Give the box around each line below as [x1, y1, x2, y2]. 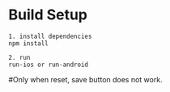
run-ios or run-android [8, 61, 89, 69]
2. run [8, 53, 31, 61]
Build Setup [8, 6, 87, 24]
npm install [8, 39, 49, 48]
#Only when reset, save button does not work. [8, 74, 164, 84]
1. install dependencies [8, 32, 92, 40]
